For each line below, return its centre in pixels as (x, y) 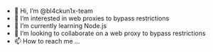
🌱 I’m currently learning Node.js (60, 26)
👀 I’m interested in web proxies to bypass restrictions (92, 18)
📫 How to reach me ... (47, 41)
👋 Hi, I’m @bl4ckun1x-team (54, 11)
